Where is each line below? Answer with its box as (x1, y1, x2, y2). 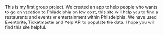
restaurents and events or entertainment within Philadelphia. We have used (5, 14, 157, 20)
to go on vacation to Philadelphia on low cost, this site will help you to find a (5, 9, 159, 15)
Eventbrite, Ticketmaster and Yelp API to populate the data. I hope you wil (5, 19, 154, 25)
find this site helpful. (5, 24, 47, 30)
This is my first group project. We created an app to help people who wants (5, 4, 158, 10)
